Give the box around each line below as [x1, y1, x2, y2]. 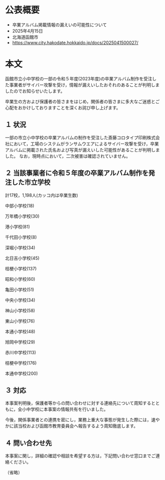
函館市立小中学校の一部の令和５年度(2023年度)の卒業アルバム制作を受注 [5, 75, 152, 81]
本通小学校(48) [5, 329, 35, 334]
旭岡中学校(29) [5, 339, 35, 345]
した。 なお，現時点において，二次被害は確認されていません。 [5, 153, 131, 159]
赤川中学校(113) [5, 349, 36, 355]
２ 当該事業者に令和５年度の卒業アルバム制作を [5, 169, 149, 178]
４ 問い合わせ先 [5, 439, 52, 447]
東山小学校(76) [5, 318, 35, 324]
